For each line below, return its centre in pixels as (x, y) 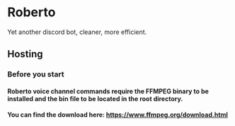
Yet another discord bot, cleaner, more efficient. (77, 32)
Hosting (25, 54)
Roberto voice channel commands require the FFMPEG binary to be (108, 91)
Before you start (36, 74)
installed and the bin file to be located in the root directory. (95, 98)
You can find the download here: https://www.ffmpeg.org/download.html (118, 115)
